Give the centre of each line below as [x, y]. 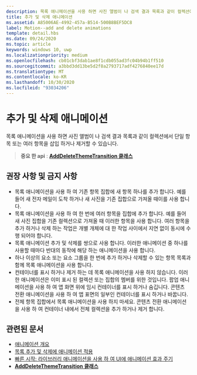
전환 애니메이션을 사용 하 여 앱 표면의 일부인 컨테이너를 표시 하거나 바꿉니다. [101, 294]
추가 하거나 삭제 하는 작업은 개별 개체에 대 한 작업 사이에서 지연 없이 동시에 [100, 228]
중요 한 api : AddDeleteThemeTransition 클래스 [77, 156]
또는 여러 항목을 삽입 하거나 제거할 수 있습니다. [65, 143]
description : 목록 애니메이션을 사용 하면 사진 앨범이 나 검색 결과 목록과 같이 [91, 11]
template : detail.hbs [33, 33]
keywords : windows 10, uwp [39, 50]
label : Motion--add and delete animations [59, 28]
